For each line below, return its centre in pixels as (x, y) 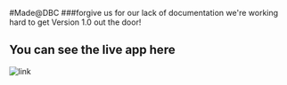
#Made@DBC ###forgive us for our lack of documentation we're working (144, 13)
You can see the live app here (92, 50)
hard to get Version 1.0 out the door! (75, 22)
